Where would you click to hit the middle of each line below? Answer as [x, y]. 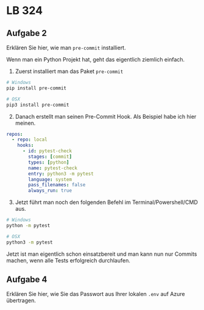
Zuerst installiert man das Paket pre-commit [69, 71]
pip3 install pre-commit [38, 105]
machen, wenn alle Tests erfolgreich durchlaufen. [69, 260]
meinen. [25, 123]
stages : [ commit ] [50, 157]
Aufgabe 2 [27, 33]
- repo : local [30, 140]
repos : [15, 134]
